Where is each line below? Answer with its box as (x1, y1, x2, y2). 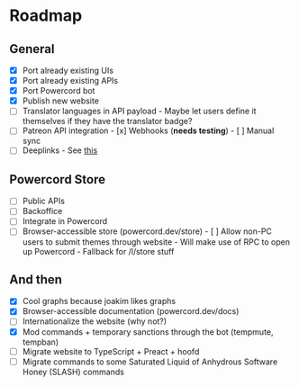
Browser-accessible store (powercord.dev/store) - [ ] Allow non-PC (22, 226, 273, 237)
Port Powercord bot (22, 85, 95, 96)
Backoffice (22, 206, 63, 217)
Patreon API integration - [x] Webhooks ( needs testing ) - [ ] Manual (22, 125, 275, 136)
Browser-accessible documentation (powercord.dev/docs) (22, 306, 240, 317)
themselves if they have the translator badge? (22, 116, 193, 127)
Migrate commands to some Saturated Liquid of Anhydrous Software (22, 356, 278, 367)
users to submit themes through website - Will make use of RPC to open (22, 236, 291, 247)
